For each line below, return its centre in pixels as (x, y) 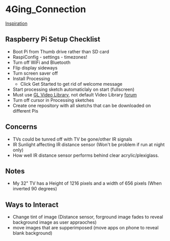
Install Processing (31, 78)
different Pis (25, 111)
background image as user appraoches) (54, 222)
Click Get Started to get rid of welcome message (71, 84)
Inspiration (17, 23)
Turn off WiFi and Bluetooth (41, 62)
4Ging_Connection (46, 9)
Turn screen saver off (35, 73)
